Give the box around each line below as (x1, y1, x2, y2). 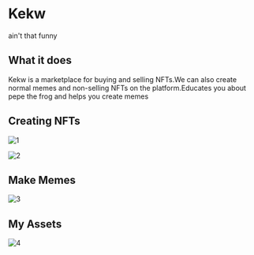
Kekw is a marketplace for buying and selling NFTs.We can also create (8, 74, 237, 84)
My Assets (8, 217, 62, 231)
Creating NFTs (8, 114, 80, 128)
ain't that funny (8, 31, 58, 40)
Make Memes (8, 173, 77, 186)
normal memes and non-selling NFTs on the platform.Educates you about (8, 83, 247, 92)
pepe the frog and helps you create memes (8, 92, 149, 101)
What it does (8, 54, 73, 67)
